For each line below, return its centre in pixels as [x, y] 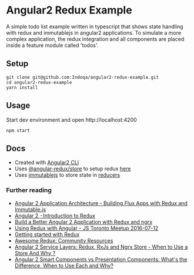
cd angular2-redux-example [39, 82]
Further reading [29, 190]
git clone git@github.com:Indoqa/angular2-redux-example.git [83, 77]
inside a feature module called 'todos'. [52, 45]
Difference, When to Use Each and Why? [64, 266]
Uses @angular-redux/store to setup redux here [73, 169]
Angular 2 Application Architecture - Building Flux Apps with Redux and [101, 203]
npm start [18, 130]
